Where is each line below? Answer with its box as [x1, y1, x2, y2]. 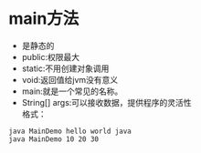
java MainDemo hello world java [8, 127, 132, 136]
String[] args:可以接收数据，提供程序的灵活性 [21, 97, 193, 107]
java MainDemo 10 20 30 [8, 134, 100, 144]
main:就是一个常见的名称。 [21, 86, 123, 97]
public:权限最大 [21, 51, 80, 62]
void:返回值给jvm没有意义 [21, 74, 119, 85]
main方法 [8, 8, 79, 29]
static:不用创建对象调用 [21, 63, 110, 74]
